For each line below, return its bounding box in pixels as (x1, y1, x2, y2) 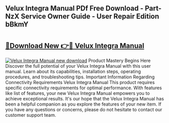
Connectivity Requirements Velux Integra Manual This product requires (5, 79, 155, 85)
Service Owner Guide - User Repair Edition (20, 12, 160, 21)
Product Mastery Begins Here (88, 57, 151, 64)
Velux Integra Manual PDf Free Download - (5, 4, 143, 13)
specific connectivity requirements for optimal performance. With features (5, 85, 162, 91)
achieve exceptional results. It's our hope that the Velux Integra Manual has (5, 96, 164, 101)
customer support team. (5, 112, 56, 118)
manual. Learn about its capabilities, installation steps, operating (5, 69, 141, 74)
